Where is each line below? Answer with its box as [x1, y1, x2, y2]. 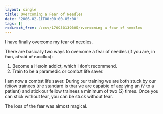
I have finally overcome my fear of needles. [5, 39, 93, 45]
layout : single [5, 7, 37, 12]
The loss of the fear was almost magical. [5, 103, 88, 109]
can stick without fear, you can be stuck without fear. [5, 94, 113, 100]
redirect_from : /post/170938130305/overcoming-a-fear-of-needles [5, 26, 142, 30]
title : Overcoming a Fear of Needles [5, 12, 83, 17]
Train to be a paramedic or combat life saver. [12, 68, 104, 74]
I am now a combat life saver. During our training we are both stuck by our [5, 78, 156, 84]
